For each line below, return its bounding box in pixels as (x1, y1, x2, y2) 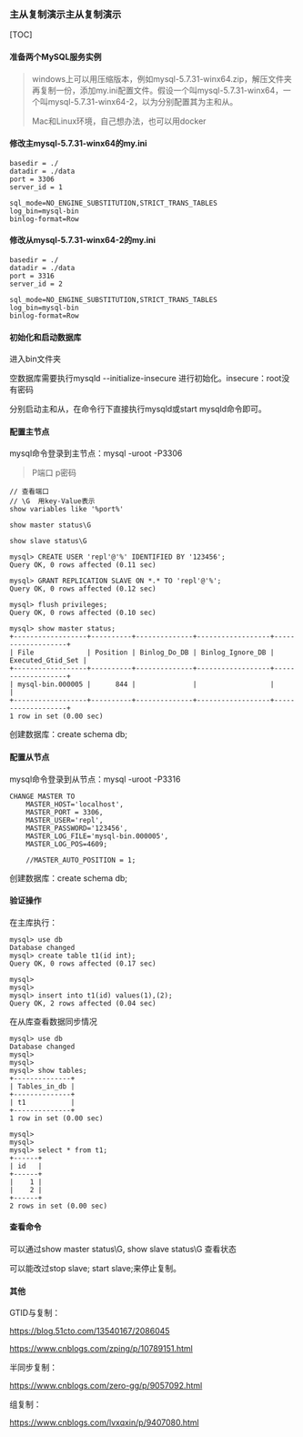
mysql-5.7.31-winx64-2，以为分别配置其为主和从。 (47, 96, 238, 106)
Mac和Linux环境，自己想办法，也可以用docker (31, 116, 207, 126)
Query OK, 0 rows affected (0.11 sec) (9, 561, 157, 570)
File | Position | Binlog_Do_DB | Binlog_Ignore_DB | (17, 648, 275, 657)
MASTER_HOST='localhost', (25, 799, 125, 809)
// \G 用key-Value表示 (9, 497, 96, 506)
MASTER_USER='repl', (25, 815, 104, 825)
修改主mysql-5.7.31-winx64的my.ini (9, 138, 147, 149)
